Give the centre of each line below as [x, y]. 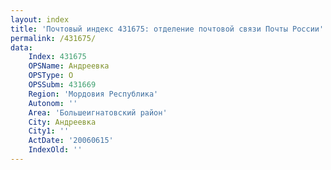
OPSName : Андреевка [69, 66]
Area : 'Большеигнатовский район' [98, 112]
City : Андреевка [62, 122]
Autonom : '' [53, 103]
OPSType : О [51, 76]
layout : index [40, 19]
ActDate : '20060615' [71, 141]
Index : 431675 [57, 57]
